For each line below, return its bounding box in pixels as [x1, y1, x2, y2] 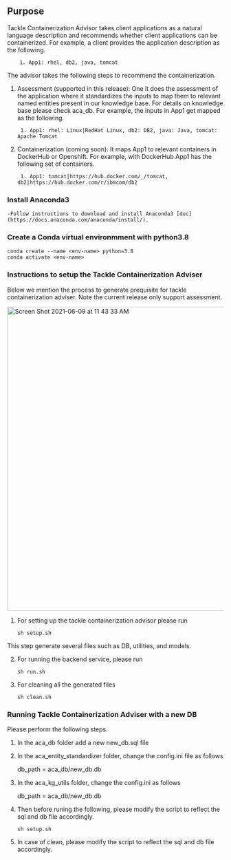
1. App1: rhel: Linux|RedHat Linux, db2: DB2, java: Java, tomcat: [20, 127, 218, 133]
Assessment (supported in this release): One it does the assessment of [16, 84, 219, 92]
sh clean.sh [16, 694, 52, 700]
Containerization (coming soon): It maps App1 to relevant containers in [16, 144, 217, 153]
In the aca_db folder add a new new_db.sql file [16, 739, 149, 746]
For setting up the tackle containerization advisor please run [16, 616, 188, 625]
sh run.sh [16, 668, 46, 675]
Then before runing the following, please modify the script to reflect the [16, 805, 220, 813]
